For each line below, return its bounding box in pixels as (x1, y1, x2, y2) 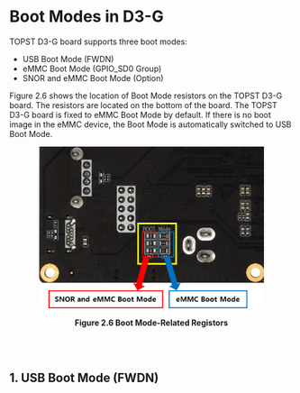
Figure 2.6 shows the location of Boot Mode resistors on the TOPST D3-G (9, 90, 283, 101)
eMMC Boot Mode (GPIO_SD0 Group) (22, 63, 162, 74)
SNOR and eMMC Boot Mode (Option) (22, 72, 164, 83)
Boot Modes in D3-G (9, 6, 164, 27)
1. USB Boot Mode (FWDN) (9, 370, 159, 386)
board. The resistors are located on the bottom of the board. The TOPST (9, 99, 277, 110)
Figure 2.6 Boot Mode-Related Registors (74, 317, 228, 328)
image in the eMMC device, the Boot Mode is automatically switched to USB (9, 119, 292, 130)
